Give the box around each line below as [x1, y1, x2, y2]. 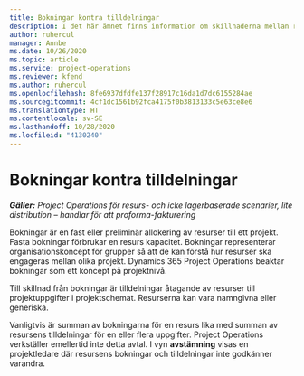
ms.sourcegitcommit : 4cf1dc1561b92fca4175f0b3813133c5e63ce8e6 [9, 97, 253, 107]
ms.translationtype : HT [9, 106, 100, 115]
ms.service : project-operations [9, 64, 131, 73]
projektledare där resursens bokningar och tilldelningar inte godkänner [9, 348, 273, 359]
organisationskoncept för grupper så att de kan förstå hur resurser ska [9, 246, 272, 257]
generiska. [9, 302, 49, 313]
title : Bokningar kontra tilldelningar [9, 13, 160, 23]
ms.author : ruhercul [9, 80, 88, 89]
